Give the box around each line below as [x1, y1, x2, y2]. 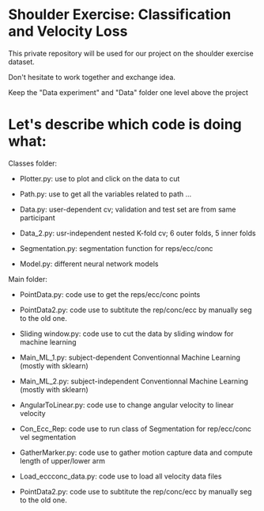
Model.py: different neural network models [19, 259, 159, 269]
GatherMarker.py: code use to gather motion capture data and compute [19, 448, 253, 457]
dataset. [8, 57, 36, 67]
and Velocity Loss [8, 22, 128, 40]
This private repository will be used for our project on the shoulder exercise [8, 48, 255, 58]
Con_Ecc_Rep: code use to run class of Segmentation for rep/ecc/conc [19, 424, 251, 433]
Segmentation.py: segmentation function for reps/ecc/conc [19, 243, 213, 253]
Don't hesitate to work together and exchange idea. [8, 72, 176, 82]
